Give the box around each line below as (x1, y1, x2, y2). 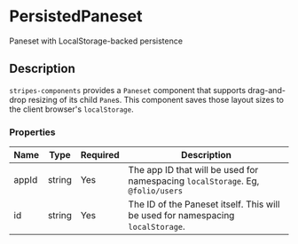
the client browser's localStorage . (9, 104, 135, 114)
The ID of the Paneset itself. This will (128, 198, 280, 210)
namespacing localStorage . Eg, (128, 175, 260, 187)
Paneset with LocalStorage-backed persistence (9, 35, 184, 46)
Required (80, 149, 120, 161)
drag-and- (247, 84, 286, 95)
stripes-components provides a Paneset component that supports (9, 84, 247, 95)
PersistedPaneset (9, 6, 144, 27)
